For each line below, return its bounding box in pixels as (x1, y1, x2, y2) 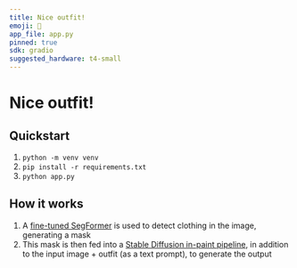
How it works (9, 197, 84, 212)
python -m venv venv (21, 153, 99, 162)
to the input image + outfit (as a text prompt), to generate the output (21, 248, 272, 259)
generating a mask (21, 229, 91, 240)
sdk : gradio (9, 46, 54, 55)
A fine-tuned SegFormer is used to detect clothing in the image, (21, 220, 257, 231)
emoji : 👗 (9, 21, 42, 30)
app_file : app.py (9, 29, 74, 38)
